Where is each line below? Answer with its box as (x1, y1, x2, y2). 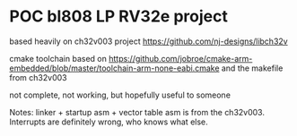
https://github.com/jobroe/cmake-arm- (109, 53, 253, 64)
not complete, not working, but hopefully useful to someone (9, 89, 231, 100)
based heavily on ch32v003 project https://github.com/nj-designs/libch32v (9, 36, 289, 47)
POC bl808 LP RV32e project (9, 6, 229, 27)
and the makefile (221, 63, 284, 73)
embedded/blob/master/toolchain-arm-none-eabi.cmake (9, 63, 220, 73)
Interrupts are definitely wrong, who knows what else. (9, 116, 208, 127)
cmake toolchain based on (9, 53, 108, 64)
